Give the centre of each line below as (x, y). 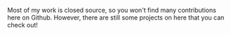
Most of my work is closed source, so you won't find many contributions (112, 10)
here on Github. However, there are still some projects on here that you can (116, 17)
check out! (23, 25)
